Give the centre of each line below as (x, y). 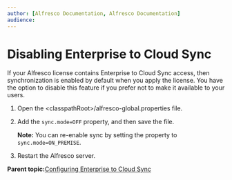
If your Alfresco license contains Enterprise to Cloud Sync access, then (108, 73)
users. (16, 95)
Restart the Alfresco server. (56, 156)
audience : (21, 20)
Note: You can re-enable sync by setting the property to (97, 135)
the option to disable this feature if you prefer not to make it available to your (116, 88)
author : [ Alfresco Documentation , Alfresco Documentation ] (94, 13)
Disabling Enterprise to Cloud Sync (109, 54)
